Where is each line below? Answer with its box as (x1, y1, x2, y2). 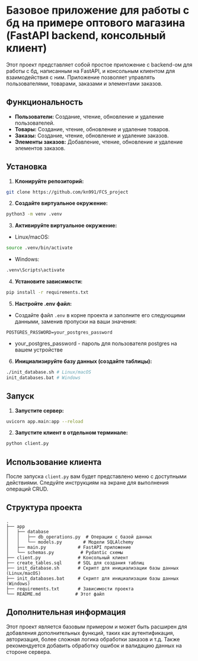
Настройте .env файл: (14, 300, 72, 307)
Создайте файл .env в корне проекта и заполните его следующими (14, 311, 186, 318)
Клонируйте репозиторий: (14, 178, 84, 185)
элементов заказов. (14, 144, 66, 151)
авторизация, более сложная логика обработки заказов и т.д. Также (6, 635, 180, 643)
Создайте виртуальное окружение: (14, 200, 108, 207)
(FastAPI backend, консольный (6, 29, 166, 42)
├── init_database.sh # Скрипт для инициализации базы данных (6, 565, 179, 571)
